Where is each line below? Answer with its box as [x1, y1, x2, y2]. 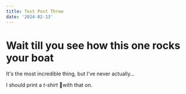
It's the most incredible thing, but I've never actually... [6, 70, 135, 77]
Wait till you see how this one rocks [6, 39, 181, 52]
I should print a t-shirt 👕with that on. [6, 82, 93, 89]
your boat [6, 51, 54, 64]
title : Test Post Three [6, 8, 64, 15]
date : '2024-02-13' [6, 14, 54, 20]
